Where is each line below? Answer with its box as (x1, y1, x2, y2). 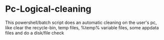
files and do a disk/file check (5, 30, 65, 36)
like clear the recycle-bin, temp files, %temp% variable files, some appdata (5, 24, 159, 30)
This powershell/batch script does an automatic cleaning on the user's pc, (5, 20, 157, 25)
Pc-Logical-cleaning (5, 3, 91, 15)
